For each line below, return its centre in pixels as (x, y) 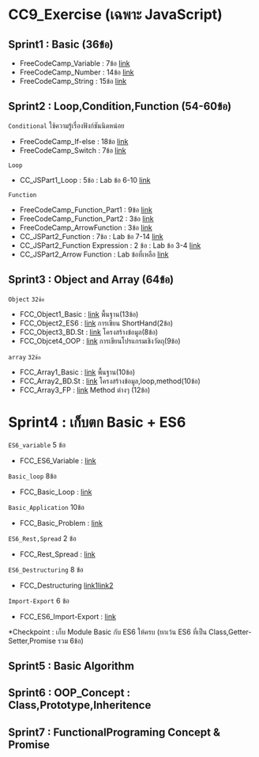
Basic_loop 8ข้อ (32, 476)
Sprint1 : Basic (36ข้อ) (61, 44)
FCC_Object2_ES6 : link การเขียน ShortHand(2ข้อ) (96, 323)
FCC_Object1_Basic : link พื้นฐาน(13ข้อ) (79, 314)
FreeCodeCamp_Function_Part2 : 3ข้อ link (86, 219)
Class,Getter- (230, 632)
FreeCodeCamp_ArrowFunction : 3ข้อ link (86, 227)
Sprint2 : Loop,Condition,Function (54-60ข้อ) (120, 107)
